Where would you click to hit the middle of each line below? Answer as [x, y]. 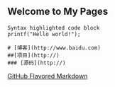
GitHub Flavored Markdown [48, 76]
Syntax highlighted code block [54, 28]
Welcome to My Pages [58, 12]
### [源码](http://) [37, 63]
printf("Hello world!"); [44, 34]
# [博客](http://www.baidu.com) [54, 48]
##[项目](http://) [33, 55]
